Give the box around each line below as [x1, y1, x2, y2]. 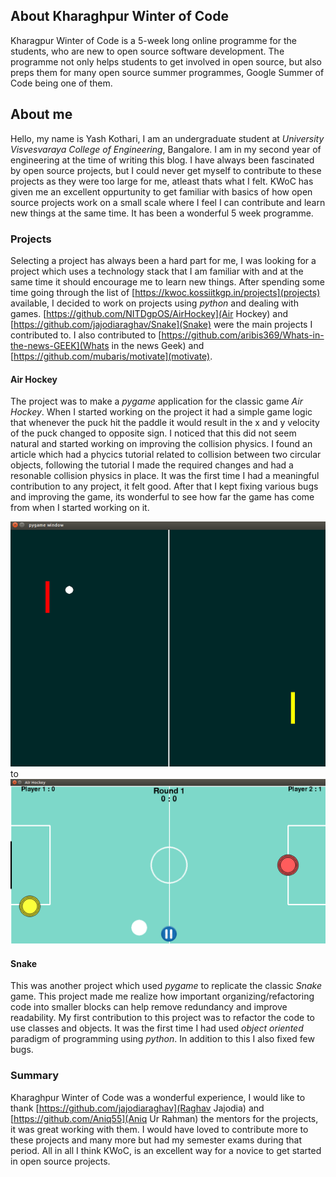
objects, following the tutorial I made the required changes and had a [10, 459, 294, 471]
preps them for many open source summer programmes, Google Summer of [10, 66, 325, 78]
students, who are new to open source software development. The [10, 45, 285, 57]
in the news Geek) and [111, 339, 205, 351]
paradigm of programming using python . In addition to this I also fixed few [10, 1033, 315, 1045]
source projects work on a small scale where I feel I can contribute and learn [10, 196, 326, 208]
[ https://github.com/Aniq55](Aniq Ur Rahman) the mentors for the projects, [10, 1112, 319, 1124]
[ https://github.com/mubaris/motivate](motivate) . [10, 350, 213, 362]
